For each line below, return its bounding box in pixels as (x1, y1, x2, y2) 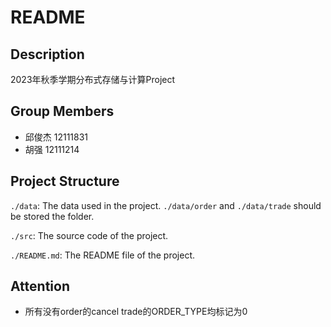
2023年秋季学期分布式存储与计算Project (10, 74, 176, 85)
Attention (10, 278, 70, 295)
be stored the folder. (10, 210, 95, 222)
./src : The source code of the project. (10, 229, 169, 241)
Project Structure (10, 173, 120, 190)
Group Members (10, 103, 115, 120)
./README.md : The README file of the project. (10, 249, 196, 261)
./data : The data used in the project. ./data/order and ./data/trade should (10, 199, 322, 211)
